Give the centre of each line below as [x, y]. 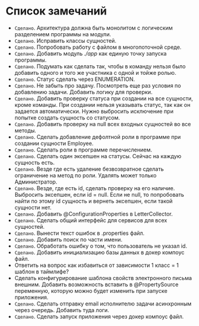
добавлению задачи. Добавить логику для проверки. [83, 92]
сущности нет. [33, 207]
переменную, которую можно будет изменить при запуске [91, 290]
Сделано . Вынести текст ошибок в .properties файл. [79, 233]
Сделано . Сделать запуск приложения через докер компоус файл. [99, 316]
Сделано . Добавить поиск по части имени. [68, 239]
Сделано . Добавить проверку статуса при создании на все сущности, [104, 98]
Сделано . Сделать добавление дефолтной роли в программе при [97, 136]
